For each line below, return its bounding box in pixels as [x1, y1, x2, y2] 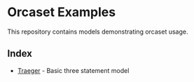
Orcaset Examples [7, 4, 116, 20]
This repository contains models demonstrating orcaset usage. [7, 27, 188, 36]
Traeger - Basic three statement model [17, 66, 130, 74]
